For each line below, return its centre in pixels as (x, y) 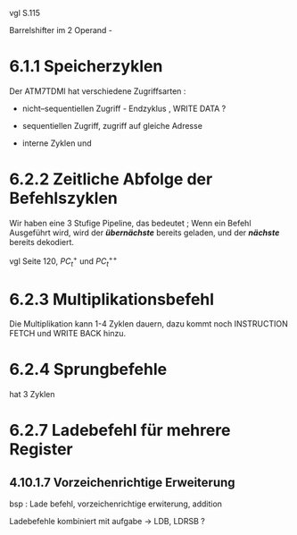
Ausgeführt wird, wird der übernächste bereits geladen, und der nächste (144, 233)
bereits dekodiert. (41, 242)
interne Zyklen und (57, 143)
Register (41, 450)
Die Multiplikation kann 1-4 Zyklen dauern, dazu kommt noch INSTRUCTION (148, 324)
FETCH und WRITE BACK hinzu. (68, 334)
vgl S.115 (25, 13)
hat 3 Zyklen (32, 395)
